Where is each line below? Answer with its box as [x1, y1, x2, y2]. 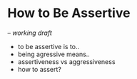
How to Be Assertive [7, 5, 131, 21]
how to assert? [17, 65, 62, 73]
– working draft [7, 28, 52, 37]
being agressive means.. [17, 50, 91, 58]
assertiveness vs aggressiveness [17, 57, 116, 65]
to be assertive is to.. [17, 42, 80, 51]
